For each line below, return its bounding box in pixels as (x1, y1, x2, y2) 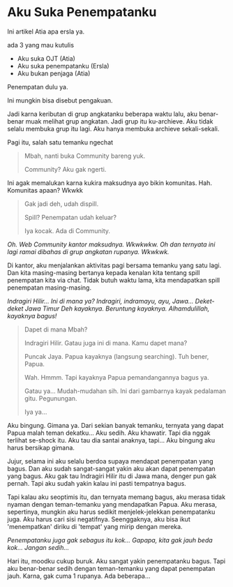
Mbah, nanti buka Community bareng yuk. (24, 151, 146, 160)
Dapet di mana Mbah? (24, 325, 88, 334)
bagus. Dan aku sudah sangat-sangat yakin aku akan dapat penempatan (7, 464, 216, 473)
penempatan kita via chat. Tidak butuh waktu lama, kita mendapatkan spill (7, 276, 220, 284)
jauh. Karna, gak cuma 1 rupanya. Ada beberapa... (7, 572, 151, 580)
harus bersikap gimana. (7, 443, 75, 452)
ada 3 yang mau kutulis (7, 40, 75, 49)
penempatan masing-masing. (7, 283, 92, 292)
